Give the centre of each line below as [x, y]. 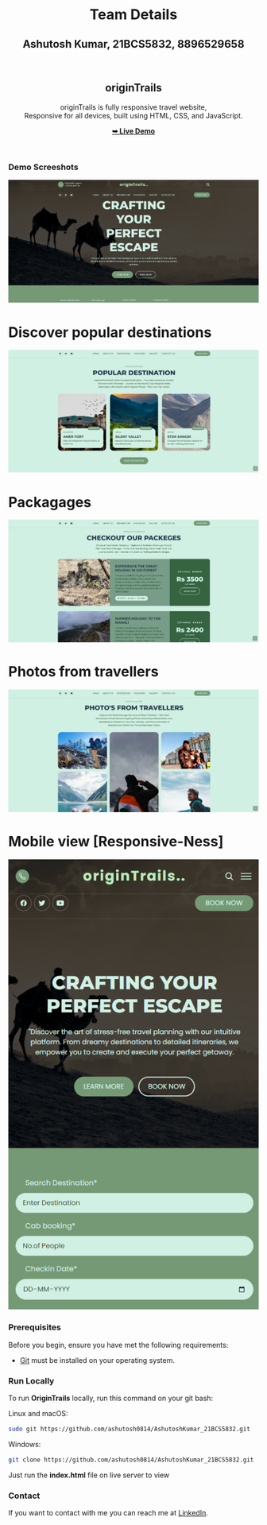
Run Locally [31, 1380]
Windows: [25, 1444]
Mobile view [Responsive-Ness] [116, 841]
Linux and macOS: [38, 1414]
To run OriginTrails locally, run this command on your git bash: [110, 1398]
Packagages [50, 502]
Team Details [133, 15]
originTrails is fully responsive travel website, [133, 107]
